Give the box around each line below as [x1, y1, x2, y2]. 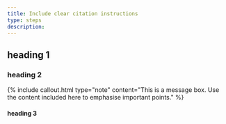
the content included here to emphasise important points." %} [7, 93, 184, 102]
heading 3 [7, 109, 37, 117]
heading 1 [7, 49, 50, 61]
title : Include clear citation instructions [7, 10, 138, 17]
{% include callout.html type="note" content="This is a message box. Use [7, 86, 220, 94]
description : [7, 23, 45, 30]
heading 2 [7, 70, 42, 79]
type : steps [7, 17, 42, 24]
